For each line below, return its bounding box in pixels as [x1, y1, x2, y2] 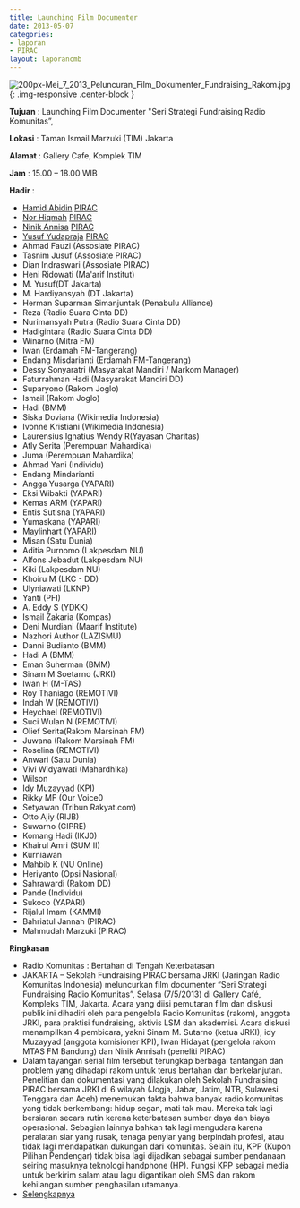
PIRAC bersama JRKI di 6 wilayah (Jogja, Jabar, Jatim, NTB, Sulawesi [21, 1084, 279, 1094]
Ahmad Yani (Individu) [21, 459, 105, 470]
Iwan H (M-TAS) [21, 678, 82, 689]
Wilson [21, 774, 48, 784]
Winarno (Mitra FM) [21, 336, 96, 346]
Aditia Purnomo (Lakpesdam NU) [21, 545, 145, 555]
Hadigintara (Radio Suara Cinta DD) [21, 326, 153, 337]
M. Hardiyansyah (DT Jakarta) [21, 288, 134, 298]
